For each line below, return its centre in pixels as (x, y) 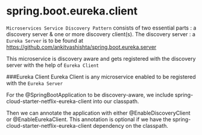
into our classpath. (116, 101)
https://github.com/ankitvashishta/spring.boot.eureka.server (81, 47)
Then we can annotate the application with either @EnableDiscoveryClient (99, 113)
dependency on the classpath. (131, 125)
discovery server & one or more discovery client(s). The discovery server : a (101, 34)
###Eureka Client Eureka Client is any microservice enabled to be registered (101, 77)
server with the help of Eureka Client (53, 65)
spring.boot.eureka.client (72, 11)
